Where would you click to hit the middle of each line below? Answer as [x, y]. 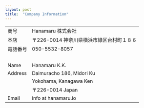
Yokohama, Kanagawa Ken [62, 81]
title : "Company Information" [37, 14]
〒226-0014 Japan [55, 90]
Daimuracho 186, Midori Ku [63, 73]
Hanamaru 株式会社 [54, 31]
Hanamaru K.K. [49, 65]
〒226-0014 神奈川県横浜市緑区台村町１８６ [84, 40]
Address [17, 73]
